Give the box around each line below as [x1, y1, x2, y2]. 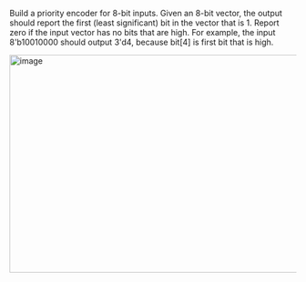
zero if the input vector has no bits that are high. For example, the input [9, 27, 276, 37]
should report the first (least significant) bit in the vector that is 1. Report [9, 17, 280, 28]
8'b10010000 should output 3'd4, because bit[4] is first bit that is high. [9, 36, 274, 47]
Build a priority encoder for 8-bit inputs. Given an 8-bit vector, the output [9, 8, 282, 18]
